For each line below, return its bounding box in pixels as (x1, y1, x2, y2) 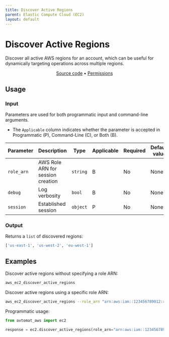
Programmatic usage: (5, 308, 50, 314)
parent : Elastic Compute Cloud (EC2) (5, 12, 84, 17)
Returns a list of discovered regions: (5, 233, 83, 240)
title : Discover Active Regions (5, 7, 73, 13)
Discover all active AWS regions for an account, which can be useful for (5, 55, 154, 61)
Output (5, 221, 23, 229)
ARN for (38, 165, 57, 172)
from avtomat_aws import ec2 (5, 318, 66, 323)
